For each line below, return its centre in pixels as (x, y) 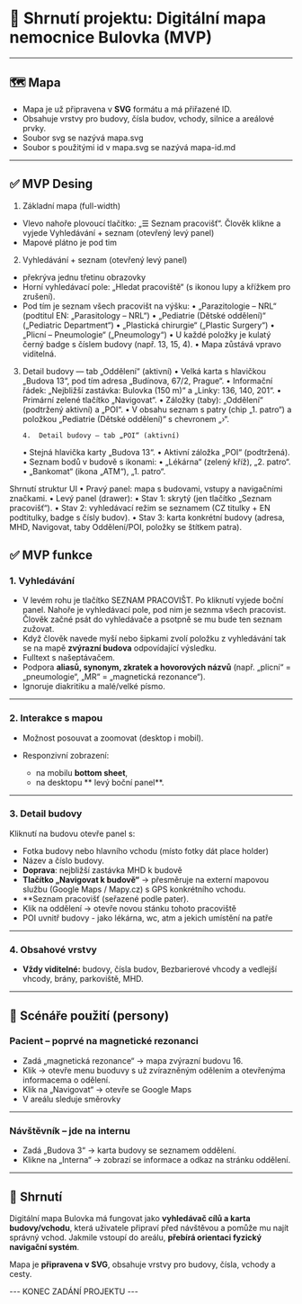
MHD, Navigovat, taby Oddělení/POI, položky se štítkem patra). (126, 526)
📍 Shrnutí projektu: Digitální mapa (138, 18)
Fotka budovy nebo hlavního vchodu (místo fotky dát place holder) (146, 850)
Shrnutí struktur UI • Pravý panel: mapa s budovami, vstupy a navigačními (146, 489)
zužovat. (38, 629)
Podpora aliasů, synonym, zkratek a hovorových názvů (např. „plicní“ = (157, 667)
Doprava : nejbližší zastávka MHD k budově (102, 870)
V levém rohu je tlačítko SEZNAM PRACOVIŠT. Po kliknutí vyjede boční (153, 600)
